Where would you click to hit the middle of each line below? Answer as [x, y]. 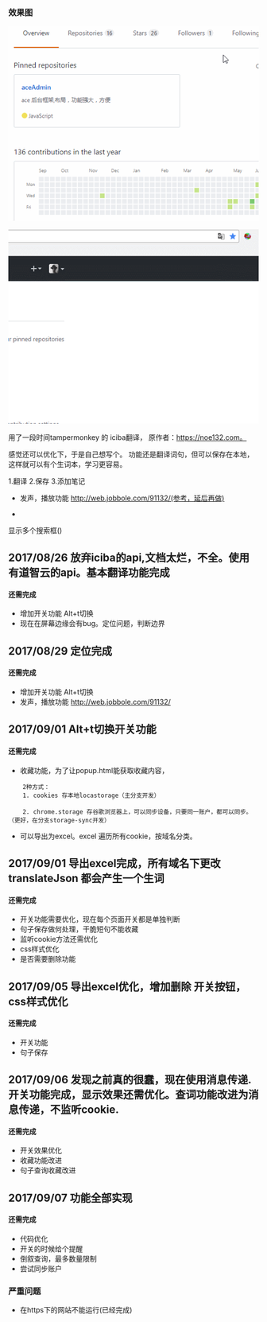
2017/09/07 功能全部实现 [70, 1198]
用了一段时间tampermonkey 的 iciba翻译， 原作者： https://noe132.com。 [128, 437]
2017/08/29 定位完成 [60, 651]
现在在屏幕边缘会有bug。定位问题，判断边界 [92, 624]
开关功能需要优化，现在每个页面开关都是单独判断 [100, 920]
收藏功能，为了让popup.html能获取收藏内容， [94, 770]
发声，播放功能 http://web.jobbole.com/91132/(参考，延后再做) [122, 498]
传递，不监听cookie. [69, 1110]
